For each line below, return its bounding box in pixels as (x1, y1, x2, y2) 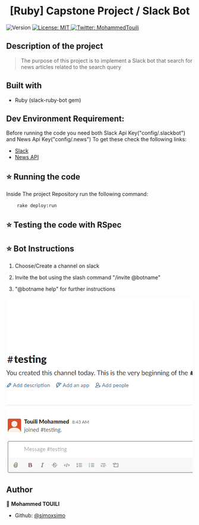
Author (6, 484, 33, 495)
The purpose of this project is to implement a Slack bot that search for (20, 57, 193, 64)
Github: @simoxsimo (14, 512, 66, 519)
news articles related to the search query (20, 63, 122, 70)
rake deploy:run (17, 203, 58, 209)
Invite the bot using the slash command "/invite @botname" (14, 274, 161, 281)
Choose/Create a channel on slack (14, 262, 100, 269)
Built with (6, 80, 42, 91)
